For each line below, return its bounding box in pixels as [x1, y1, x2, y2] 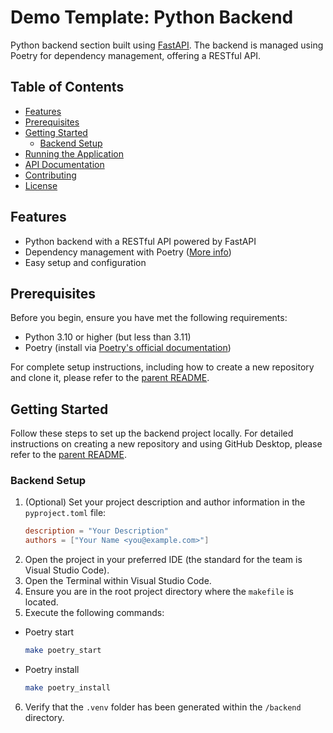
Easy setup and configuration [24, 256, 147, 268]
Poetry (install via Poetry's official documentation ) [24, 342, 232, 354]
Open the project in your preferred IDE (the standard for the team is [24, 554, 303, 566]
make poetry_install [24, 683, 111, 693]
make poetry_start [24, 646, 102, 656]
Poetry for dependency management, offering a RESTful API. [10, 49, 262, 61]
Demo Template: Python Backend [10, 6, 294, 29]
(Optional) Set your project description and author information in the [24, 496, 306, 508]
